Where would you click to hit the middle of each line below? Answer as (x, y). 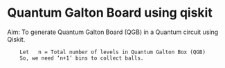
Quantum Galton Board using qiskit (110, 13)
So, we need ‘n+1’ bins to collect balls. (82, 58)
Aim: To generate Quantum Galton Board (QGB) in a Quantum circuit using (113, 32)
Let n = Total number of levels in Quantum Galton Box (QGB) (113, 52)
